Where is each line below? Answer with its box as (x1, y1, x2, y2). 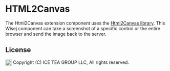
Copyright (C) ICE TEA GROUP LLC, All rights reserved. (12, 59, 130, 65)
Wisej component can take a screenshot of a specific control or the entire (5, 25, 160, 31)
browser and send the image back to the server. (5, 31, 107, 37)
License (5, 45, 31, 54)
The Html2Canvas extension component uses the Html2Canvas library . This (5, 20, 165, 26)
